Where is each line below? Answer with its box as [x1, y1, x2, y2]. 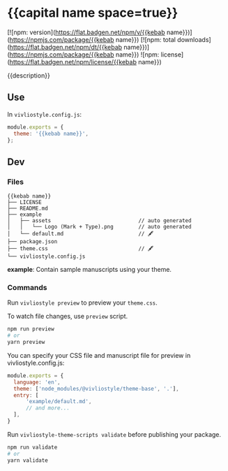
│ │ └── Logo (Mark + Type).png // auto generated [7, 224, 192, 231]
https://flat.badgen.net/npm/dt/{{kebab [9, 43, 123, 51]
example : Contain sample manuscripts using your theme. [7, 266, 172, 274]
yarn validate [7, 456, 49, 464]
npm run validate [7, 444, 58, 451]
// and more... [25, 405, 70, 412]
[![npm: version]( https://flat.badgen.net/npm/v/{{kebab [7, 28, 165, 36]
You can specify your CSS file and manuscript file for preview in [7, 351, 191, 359]
